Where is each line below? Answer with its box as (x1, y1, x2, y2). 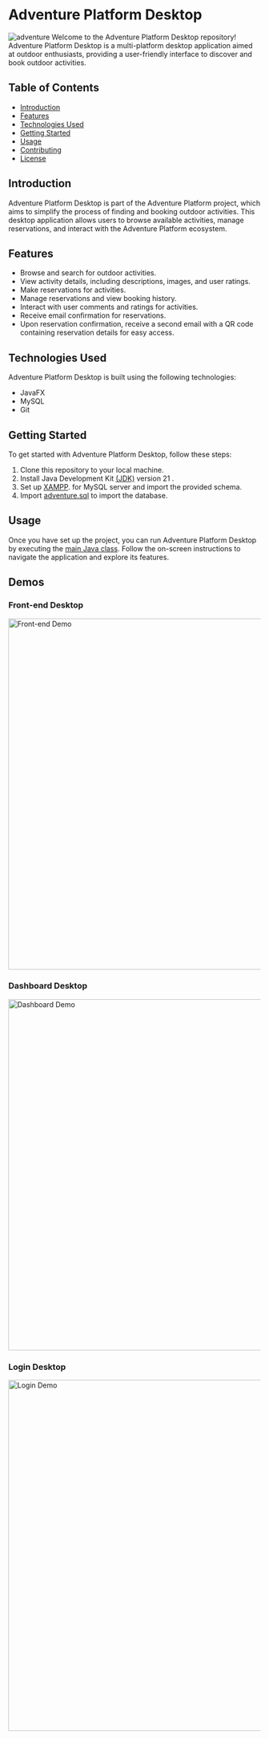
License (19, 153, 46, 163)
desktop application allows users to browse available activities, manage (8, 215, 244, 225)
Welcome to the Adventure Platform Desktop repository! (51, 32, 237, 42)
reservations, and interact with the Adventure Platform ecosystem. (8, 223, 227, 234)
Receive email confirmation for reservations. (19, 311, 167, 320)
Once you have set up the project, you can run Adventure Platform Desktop (8, 535, 257, 545)
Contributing (19, 144, 62, 154)
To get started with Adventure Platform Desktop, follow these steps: (8, 449, 232, 459)
